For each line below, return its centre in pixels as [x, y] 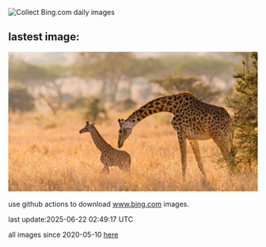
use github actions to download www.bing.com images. [99, 204]
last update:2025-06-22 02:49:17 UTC [71, 219]
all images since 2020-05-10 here [63, 235]
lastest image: [44, 37]
